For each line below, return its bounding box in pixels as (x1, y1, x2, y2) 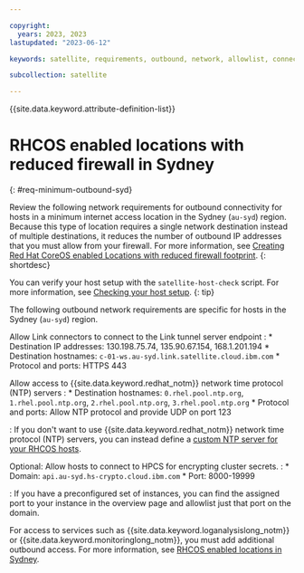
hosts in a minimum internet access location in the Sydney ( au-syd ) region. (9, 212, 287, 223)
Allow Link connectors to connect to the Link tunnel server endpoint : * (9, 331, 273, 342)
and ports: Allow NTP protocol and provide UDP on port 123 (9, 406, 233, 417)
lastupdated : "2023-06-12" (9, 38, 111, 47)
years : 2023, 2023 (17, 29, 88, 39)
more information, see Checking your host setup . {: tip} (9, 287, 215, 298)
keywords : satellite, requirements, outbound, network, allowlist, (9, 54, 270, 63)
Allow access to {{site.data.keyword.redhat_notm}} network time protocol (9, 377, 283, 389)
